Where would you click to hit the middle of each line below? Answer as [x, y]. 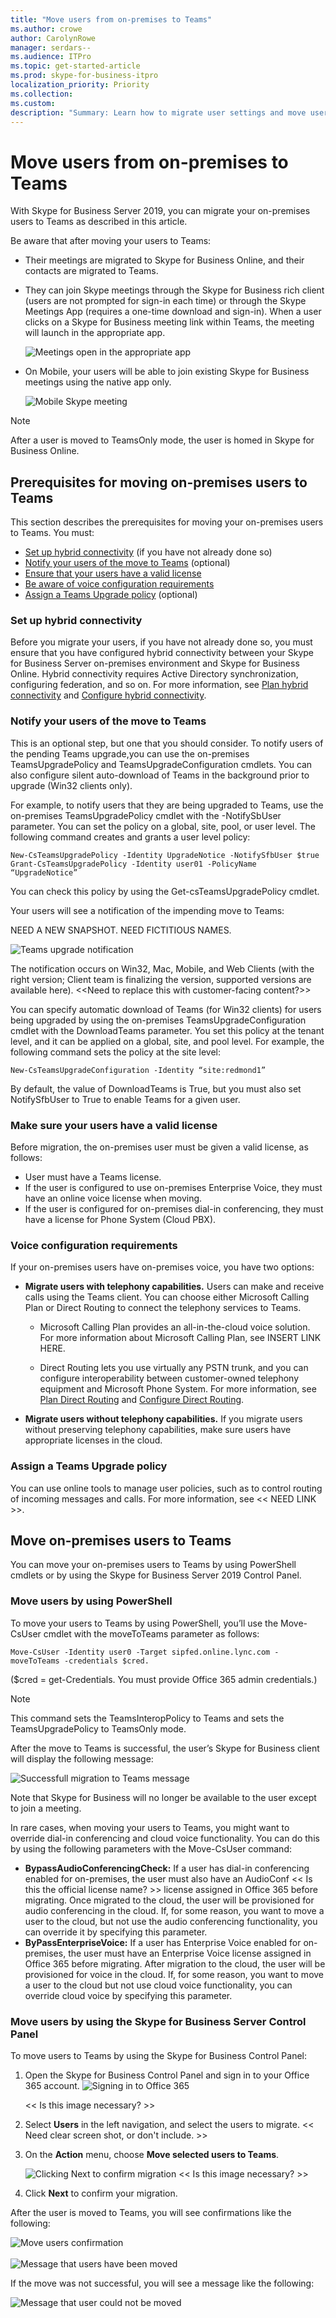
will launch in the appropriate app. [95, 333]
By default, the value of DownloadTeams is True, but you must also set [156, 1088]
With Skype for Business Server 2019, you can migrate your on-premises [160, 211]
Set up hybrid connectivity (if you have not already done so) [148, 552]
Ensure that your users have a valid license [113, 573]
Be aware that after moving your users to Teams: [111, 241]
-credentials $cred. [106, 1661]
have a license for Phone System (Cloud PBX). [120, 1220]
